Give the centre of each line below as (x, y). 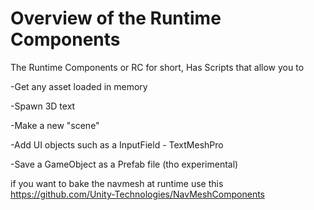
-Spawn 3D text (43, 106)
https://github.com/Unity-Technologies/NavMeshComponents (138, 194)
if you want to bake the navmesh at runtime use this (117, 183)
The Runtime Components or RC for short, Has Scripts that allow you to (157, 67)
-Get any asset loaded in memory (79, 86)
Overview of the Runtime (116, 18)
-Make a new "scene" (55, 125)
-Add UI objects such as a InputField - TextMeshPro (117, 144)
